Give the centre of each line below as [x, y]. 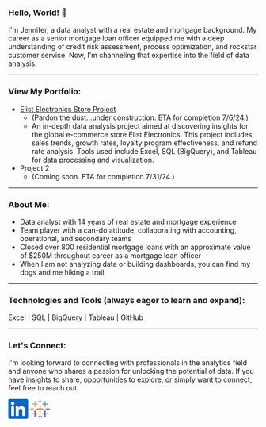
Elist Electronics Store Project [68, 109]
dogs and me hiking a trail [62, 272]
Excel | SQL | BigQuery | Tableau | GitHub [76, 317]
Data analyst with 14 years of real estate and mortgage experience [128, 221]
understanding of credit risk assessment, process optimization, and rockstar [133, 47]
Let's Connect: [37, 346]
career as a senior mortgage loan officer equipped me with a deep [116, 38]
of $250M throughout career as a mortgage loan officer [110, 255]
